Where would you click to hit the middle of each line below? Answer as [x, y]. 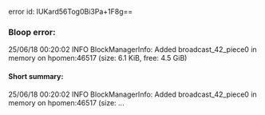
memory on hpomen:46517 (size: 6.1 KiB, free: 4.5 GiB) [98, 58]
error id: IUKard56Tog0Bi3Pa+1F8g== [71, 12]
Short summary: [36, 76]
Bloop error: [32, 32]
